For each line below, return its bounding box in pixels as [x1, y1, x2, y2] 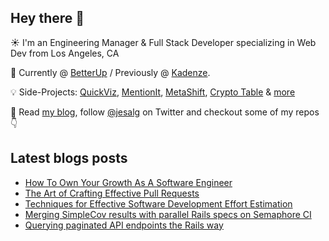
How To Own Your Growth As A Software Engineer [24, 176, 233, 188]
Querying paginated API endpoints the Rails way [24, 219, 224, 231]
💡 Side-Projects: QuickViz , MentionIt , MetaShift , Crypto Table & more [10, 86, 296, 98]
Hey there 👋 [10, 10, 85, 27]
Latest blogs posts [10, 150, 128, 167]
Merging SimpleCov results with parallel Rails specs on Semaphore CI [24, 208, 312, 220]
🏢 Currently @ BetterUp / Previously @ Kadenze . [10, 66, 211, 78]
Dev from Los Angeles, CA [10, 47, 120, 59]
